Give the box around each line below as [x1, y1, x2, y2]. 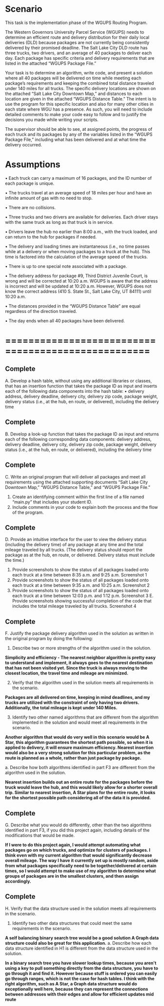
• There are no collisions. [5, 204, 56, 210]
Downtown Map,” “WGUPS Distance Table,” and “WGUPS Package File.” [5, 484, 150, 490]
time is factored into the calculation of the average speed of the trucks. [5, 254, 148, 260]
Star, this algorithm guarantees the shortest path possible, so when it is [5, 740, 153, 745]
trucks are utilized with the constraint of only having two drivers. [5, 699, 139, 706]
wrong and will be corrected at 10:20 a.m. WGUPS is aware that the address [5, 278, 158, 284]
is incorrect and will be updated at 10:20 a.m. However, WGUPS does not [5, 283, 152, 289]
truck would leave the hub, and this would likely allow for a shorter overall [5, 785, 158, 790]
